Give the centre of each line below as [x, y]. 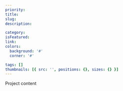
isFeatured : [17, 37]
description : [19, 24]
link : [11, 42]
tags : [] [14, 65]
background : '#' [26, 51]
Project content [21, 84]
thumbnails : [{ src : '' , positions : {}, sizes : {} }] [62, 69]
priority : [15, 10]
